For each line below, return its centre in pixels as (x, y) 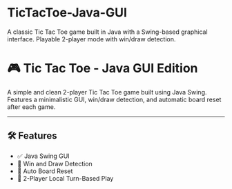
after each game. (31, 107)
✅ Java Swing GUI (43, 156)
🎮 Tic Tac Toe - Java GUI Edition (103, 69)
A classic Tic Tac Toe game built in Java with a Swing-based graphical (108, 32)
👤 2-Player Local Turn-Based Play (65, 178)
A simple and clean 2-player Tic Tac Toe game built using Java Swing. (107, 92)
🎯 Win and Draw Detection (55, 163)
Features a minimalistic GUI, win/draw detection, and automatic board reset (114, 99)
